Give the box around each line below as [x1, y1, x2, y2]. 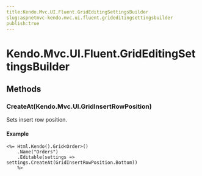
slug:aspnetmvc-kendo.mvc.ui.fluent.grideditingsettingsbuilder [6, 15, 173, 21]
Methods [6, 84, 41, 94]
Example [6, 130, 29, 137]
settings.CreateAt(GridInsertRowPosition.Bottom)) [6, 159, 138, 166]
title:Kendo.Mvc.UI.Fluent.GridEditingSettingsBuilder [6, 9, 149, 15]
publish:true [6, 20, 40, 26]
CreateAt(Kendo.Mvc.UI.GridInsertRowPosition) [6, 102, 152, 111]
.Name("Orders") [17, 149, 59, 155]
